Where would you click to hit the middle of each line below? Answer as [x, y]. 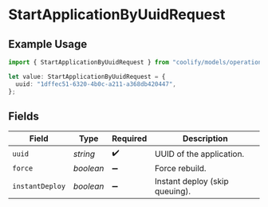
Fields [24, 116]
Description [205, 139]
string [84, 154]
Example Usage [48, 44]
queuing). [173, 191]
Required [129, 139]
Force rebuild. [180, 169]
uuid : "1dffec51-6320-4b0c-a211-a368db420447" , [96, 84]
